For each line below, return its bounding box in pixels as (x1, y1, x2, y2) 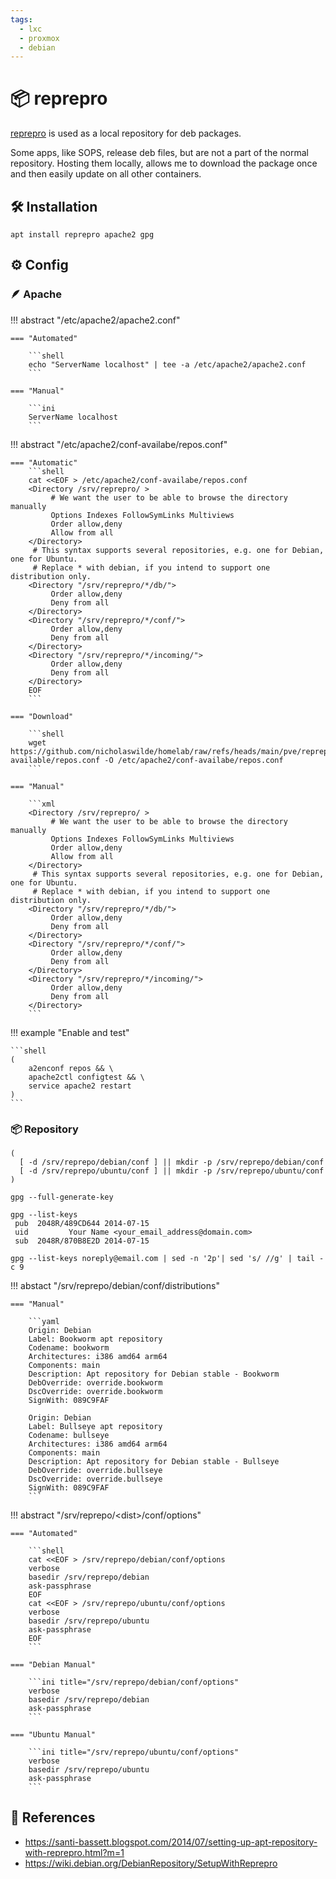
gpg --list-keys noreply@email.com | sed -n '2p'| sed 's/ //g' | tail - (10, 1253, 325, 1263)
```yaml (28, 1316, 60, 1326)
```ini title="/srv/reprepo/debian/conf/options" (28, 1677, 240, 1687)
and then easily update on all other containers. (10, 168, 202, 180)
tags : (10, 14, 33, 25)
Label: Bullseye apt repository (28, 1421, 163, 1431)
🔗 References (10, 1809, 96, 1826)
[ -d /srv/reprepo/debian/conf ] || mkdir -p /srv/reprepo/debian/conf (19, 1157, 325, 1167)
